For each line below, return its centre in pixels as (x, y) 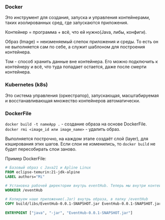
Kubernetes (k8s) (27, 85)
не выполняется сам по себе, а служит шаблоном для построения (75, 47)
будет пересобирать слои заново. (41, 149)
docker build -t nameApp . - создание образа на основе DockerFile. (76, 124)
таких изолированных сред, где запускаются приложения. (67, 23)
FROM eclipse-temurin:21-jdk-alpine (42, 172)
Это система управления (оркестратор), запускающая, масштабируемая (82, 95)
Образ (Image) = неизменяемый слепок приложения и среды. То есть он (82, 42)
